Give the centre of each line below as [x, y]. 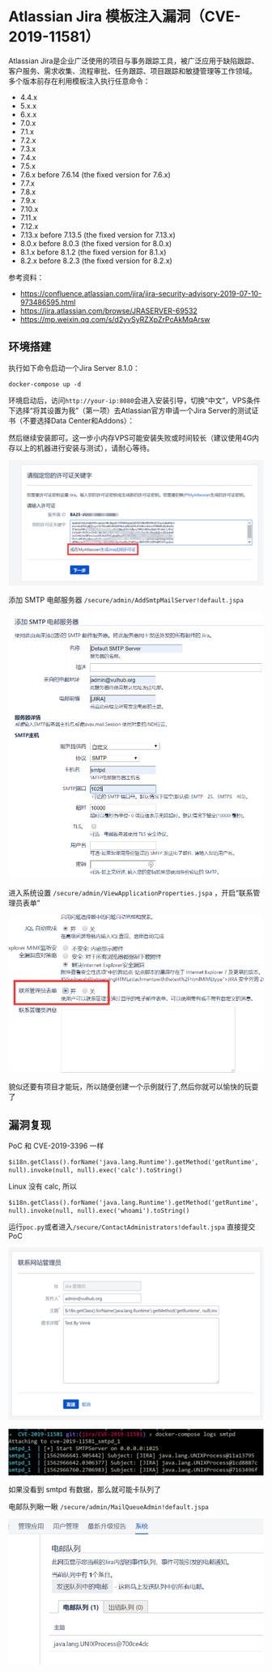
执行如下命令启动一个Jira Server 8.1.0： [74, 368]
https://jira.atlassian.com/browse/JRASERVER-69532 [109, 311]
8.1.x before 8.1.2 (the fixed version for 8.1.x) [93, 252]
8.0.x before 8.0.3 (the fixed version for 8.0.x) [96, 243]
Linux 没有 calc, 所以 [42, 1186]
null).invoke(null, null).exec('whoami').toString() [99, 1210]
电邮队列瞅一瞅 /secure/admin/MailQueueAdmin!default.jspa [108, 1507]
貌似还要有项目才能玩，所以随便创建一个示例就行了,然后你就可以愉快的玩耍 [134, 1087]
